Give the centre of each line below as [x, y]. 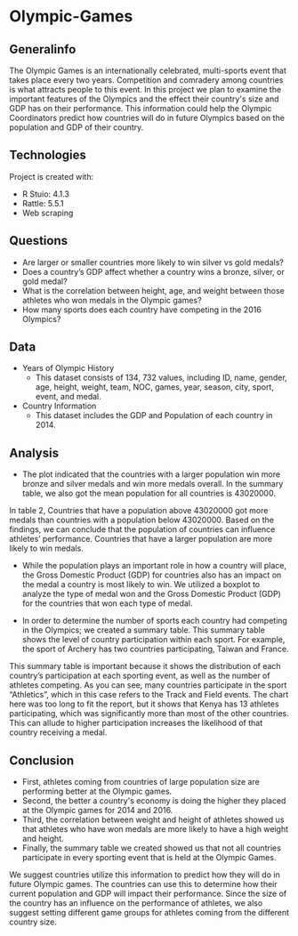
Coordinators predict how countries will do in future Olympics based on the [147, 118]
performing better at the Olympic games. [97, 791]
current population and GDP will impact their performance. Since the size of [148, 894]
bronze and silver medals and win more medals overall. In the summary [153, 484]
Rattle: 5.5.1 [43, 203]
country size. [33, 922]
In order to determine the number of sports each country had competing [154, 621]
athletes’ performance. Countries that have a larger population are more [141, 539]
